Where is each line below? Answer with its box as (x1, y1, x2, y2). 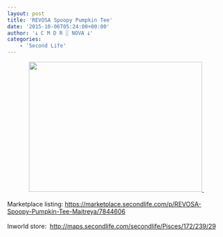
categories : (7, 36, 42, 43)
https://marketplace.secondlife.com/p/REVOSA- (64, 200, 202, 208)
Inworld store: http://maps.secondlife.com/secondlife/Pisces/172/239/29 (7, 222, 217, 230)
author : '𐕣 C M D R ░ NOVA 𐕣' (7, 29, 93, 37)
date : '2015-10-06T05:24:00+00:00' (7, 23, 110, 30)
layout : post (7, 10, 45, 17)
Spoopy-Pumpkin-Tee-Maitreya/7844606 (7, 207, 126, 216)
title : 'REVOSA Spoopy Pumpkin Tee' (7, 17, 113, 24)
